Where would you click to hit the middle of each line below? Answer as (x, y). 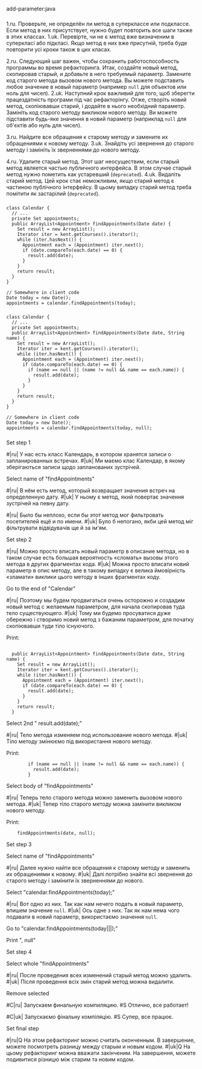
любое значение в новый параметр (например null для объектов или (96, 86)
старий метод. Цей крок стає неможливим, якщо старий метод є (90, 180)
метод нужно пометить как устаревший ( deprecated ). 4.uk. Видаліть (93, 174)
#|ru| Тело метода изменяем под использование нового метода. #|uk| (97, 735)
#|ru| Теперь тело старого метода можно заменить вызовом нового (94, 797)
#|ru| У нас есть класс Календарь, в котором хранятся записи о (89, 454)
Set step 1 (18, 442)
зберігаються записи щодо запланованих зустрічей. (74, 467)
